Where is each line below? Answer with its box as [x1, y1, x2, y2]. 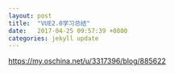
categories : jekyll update [8, 34, 99, 43]
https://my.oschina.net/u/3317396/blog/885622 [8, 56, 167, 66]
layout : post [8, 11, 52, 20]
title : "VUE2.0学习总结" [8, 19, 91, 27]
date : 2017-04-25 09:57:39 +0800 [8, 27, 128, 35]
